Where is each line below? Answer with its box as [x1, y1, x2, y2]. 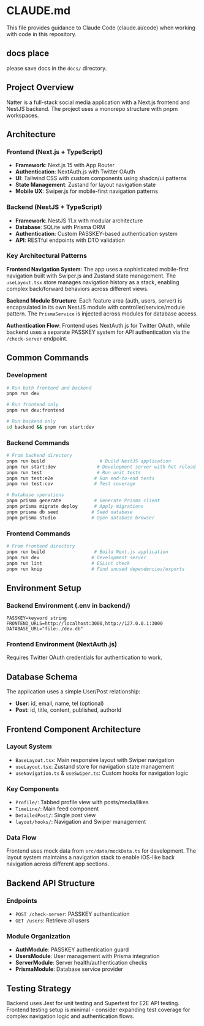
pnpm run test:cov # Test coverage [6, 481, 136, 487]
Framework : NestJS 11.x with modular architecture [15, 217, 143, 224]
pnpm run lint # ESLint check [6, 560, 130, 567]
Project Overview [6, 82, 74, 92]
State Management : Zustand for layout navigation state [15, 181, 156, 189]
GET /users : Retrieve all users [15, 917, 90, 924]
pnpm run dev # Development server [6, 554, 147, 560]
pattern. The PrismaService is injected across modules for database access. [6, 310, 198, 317]
